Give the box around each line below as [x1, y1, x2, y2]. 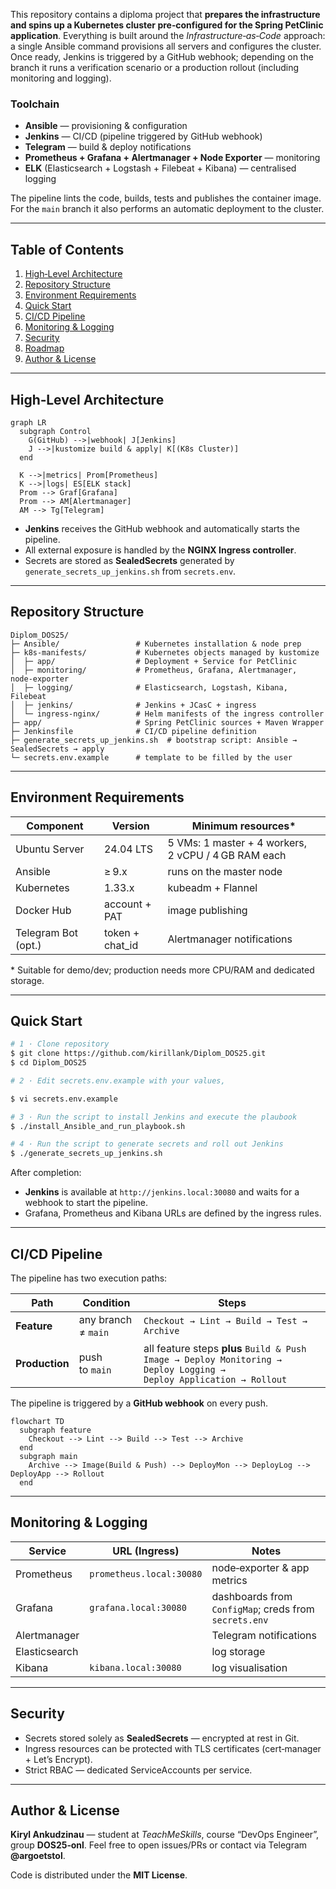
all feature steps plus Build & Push [143, 1342, 307, 1356]
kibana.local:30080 [89, 1662, 182, 1673]
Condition [82, 1296, 131, 1310]
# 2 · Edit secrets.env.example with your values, [10, 1075, 226, 1086]
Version [111, 819, 150, 833]
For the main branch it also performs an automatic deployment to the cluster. [10, 203, 325, 215]
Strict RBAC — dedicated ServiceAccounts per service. [24, 1764, 253, 1776]
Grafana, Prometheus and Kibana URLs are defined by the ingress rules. [24, 1207, 322, 1219]
